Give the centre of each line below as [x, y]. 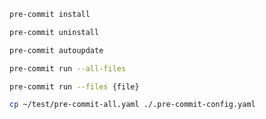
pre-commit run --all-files [68, 68]
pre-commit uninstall [54, 32]
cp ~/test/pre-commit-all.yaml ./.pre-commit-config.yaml [132, 105]
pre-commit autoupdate [56, 50]
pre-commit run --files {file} [74, 86]
